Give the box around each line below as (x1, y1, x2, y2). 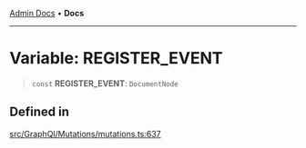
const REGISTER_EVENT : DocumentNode (31, 77, 179, 89)
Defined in (9, 104, 70, 120)
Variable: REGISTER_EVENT (9, 48, 223, 69)
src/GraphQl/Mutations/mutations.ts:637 (9, 128, 161, 139)
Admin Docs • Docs (9, 8, 85, 18)
